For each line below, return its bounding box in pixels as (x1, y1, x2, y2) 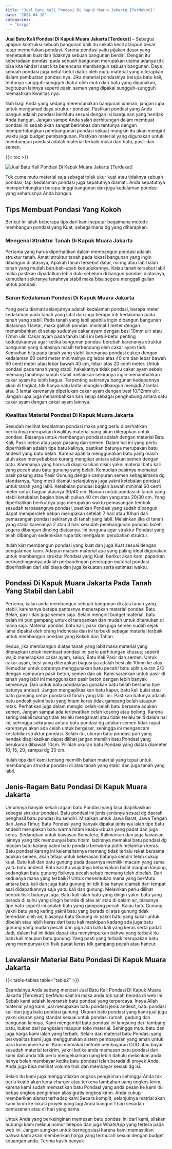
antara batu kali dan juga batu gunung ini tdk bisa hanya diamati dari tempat (5, 880, 166, 887)
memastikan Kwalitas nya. (5, 90, 60, 97)
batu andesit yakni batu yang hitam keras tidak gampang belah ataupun (5, 698, 157, 704)
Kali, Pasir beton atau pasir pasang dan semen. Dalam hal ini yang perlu (5, 439, 157, 446)
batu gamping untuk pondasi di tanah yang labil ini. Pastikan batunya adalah (5, 692, 166, 698)
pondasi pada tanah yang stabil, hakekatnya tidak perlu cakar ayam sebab (5, 366, 163, 372)
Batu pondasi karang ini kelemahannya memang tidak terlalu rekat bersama (5, 848, 164, 854)
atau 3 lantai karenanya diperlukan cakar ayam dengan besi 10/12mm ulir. (5, 388, 160, 394)
